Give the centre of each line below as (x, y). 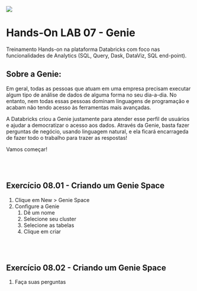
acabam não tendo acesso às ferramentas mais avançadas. (79, 107)
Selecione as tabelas (49, 225)
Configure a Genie (37, 206)
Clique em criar (42, 231)
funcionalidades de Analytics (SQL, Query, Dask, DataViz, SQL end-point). (96, 55)
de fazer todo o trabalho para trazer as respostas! (67, 137)
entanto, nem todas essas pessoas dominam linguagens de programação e (98, 101)
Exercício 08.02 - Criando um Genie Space (86, 268)
